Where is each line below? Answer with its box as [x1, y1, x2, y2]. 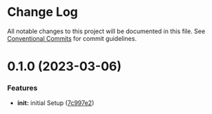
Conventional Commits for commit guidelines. [7, 34, 137, 42]
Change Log [7, 4, 78, 20]
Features [7, 84, 38, 93]
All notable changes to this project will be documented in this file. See [7, 27, 206, 35]
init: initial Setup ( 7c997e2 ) [17, 99, 95, 107]
